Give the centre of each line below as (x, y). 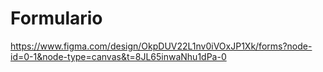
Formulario (56, 18)
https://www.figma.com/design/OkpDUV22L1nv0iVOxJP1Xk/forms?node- (161, 46)
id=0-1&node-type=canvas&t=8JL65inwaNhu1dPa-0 (118, 56)
